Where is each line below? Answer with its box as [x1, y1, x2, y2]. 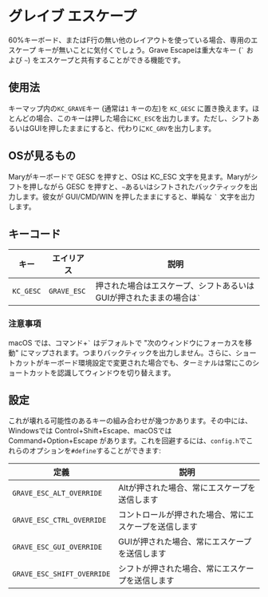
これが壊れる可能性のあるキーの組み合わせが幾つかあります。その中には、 [8, 416, 253, 425]
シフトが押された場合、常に [118, 563, 223, 575]
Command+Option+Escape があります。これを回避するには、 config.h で [8, 436, 246, 445]
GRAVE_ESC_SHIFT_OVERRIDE [12, 570, 111, 579]
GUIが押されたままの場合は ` [95, 292, 202, 303]
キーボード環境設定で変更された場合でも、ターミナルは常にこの [42, 358, 253, 367]
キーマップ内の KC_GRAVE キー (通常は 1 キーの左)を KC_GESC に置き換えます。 [8, 103, 253, 113]
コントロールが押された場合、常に [118, 509, 246, 520]
